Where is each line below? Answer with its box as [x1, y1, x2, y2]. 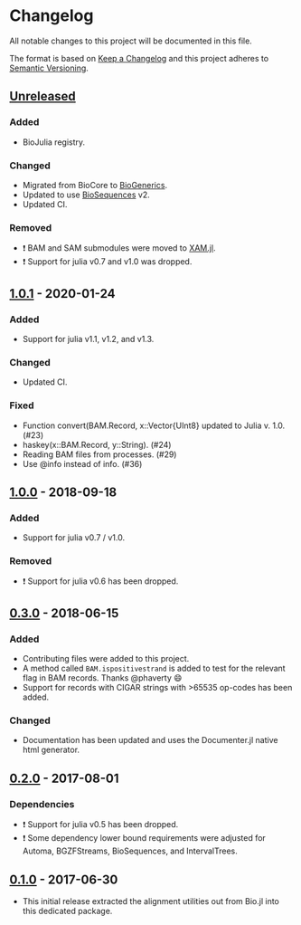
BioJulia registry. [22, 137, 86, 148]
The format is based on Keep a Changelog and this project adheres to [9, 52, 269, 63]
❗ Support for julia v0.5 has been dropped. [22, 819, 179, 830]
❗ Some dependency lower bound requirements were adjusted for [22, 833, 267, 844]
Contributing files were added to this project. [22, 653, 190, 664]
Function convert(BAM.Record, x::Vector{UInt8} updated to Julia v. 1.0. [22, 420, 286, 431]
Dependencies [9, 797, 75, 810]
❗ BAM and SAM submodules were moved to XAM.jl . [22, 243, 216, 253]
